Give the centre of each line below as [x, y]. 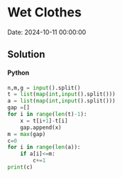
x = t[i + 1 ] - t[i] [44, 121]
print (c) [20, 167]
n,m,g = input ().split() [44, 88]
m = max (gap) [27, 134]
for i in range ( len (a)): [44, 147]
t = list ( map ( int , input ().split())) [61, 94]
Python [18, 73]
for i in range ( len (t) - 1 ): [47, 115]
